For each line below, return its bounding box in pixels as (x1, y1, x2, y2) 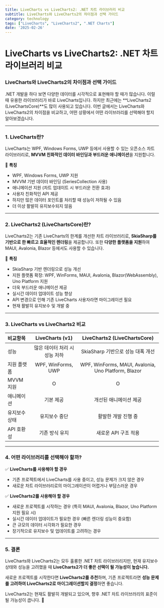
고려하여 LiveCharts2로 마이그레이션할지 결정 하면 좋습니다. (10, 581, 123, 586)
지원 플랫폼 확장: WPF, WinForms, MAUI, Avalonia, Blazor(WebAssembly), (12, 272, 158, 278)
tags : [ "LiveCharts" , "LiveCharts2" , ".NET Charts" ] (5, 21, 115, 26)
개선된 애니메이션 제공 (94, 396, 142, 403)
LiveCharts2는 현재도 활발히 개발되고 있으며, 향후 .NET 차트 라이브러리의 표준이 (5, 591, 158, 597)
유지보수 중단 (40, 413, 68, 420)
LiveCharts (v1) (35, 334, 73, 341)
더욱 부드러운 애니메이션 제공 (12, 284, 67, 290)
